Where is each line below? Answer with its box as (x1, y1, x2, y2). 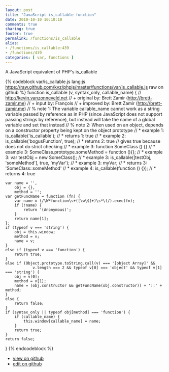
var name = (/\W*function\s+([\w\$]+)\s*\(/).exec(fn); (14, 198, 136, 204)
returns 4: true (5, 171, 36, 177)
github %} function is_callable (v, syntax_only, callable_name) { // (5, 90, 142, 96)
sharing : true (5, 26, 36, 32)
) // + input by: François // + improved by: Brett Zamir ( (24, 100, 138, 107)
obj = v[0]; (14, 274, 40, 279)
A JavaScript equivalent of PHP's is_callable (5, 69, 97, 75)
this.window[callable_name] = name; (23, 319, 101, 324)
